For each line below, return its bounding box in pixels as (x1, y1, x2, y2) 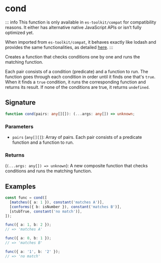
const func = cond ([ (5, 195, 48, 200)
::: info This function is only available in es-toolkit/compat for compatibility (5, 19, 157, 25)
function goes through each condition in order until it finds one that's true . (5, 74, 156, 79)
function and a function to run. (12, 139, 74, 145)
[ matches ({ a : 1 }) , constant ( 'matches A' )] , (9, 200, 105, 205)
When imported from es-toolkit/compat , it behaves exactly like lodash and (5, 39, 156, 45)
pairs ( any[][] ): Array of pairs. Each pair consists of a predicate (12, 134, 142, 140)
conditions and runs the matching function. (5, 168, 92, 174)
